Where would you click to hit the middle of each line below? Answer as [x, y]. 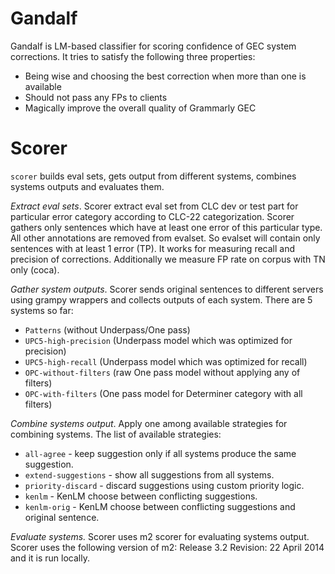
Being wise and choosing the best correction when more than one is [165, 76]
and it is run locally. [50, 558]
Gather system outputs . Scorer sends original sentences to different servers [167, 289]
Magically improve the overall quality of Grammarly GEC [140, 108]
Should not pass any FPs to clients [96, 97]
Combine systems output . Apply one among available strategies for [149, 423]
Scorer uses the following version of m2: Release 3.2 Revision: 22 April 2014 [167, 547]
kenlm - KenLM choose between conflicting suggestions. [141, 496]
